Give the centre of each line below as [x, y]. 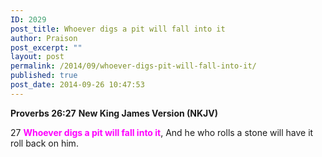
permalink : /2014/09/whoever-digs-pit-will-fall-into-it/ [133, 66]
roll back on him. [44, 143]
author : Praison [44, 38]
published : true [44, 76]
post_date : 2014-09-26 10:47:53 [77, 85]
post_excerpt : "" [46, 47]
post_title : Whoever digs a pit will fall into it [118, 29]
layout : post [37, 57]
